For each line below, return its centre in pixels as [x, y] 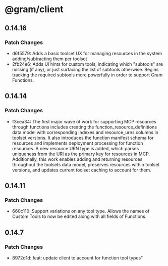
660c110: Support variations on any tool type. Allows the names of [81, 211]
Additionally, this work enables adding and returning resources [77, 159]
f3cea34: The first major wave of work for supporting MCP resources [84, 121]
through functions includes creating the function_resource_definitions [85, 127]
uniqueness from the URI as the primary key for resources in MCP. [81, 154]
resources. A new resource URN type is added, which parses [75, 148]
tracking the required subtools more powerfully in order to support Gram [87, 75]
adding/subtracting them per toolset [49, 59]
